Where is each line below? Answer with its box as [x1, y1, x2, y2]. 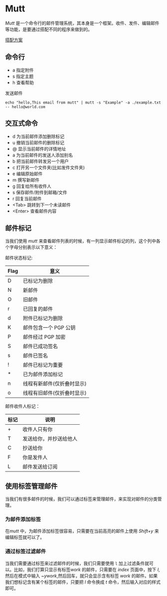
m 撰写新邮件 [12, 177, 40, 183]
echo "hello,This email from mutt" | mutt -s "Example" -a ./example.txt [5, 100, 162, 105]
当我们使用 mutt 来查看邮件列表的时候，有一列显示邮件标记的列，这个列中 [5, 238, 157, 244]
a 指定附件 [12, 67, 34, 73]
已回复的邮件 [23, 306, 53, 313]
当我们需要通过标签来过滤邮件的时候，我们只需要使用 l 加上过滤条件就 [5, 560, 150, 566]
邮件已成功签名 [23, 343, 58, 350]
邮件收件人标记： [5, 403, 40, 409]
